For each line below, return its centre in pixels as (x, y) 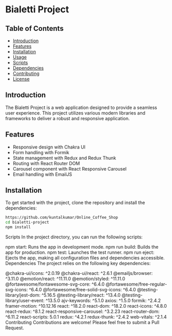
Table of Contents (35, 29)
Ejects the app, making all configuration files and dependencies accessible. (85, 258)
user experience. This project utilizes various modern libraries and (75, 113)
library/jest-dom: (23, 295)
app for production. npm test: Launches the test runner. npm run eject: (80, 252)
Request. (15, 328)
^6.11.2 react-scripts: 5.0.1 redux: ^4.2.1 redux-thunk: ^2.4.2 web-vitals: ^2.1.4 (86, 317)
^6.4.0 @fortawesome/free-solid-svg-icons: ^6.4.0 (82, 290)
